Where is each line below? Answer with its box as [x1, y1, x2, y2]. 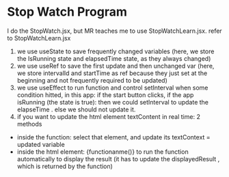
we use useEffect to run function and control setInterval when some [16, 83, 208, 92]
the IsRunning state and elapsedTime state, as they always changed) [16, 54, 211, 62]
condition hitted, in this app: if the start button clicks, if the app [16, 90, 194, 99]
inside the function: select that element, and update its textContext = [16, 133, 211, 141]
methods [16, 120, 42, 128]
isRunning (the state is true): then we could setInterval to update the [16, 98, 209, 106]
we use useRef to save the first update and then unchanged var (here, [16, 62, 215, 70]
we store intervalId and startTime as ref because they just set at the [16, 69, 208, 77]
